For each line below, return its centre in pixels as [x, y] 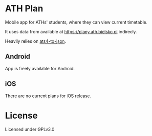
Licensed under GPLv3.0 [30, 129]
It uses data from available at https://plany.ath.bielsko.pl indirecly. [71, 31]
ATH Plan [24, 9]
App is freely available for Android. [40, 68]
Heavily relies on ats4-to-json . [35, 41]
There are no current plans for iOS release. [48, 96]
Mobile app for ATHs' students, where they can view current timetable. [76, 22]
